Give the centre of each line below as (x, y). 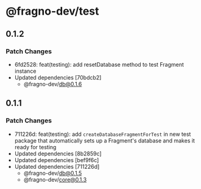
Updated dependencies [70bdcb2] (58, 77)
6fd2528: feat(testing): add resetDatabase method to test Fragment (99, 64)
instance (25, 71)
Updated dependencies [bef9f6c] (57, 160)
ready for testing (35, 147)
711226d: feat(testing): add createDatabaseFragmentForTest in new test (103, 134)
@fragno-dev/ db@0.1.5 (53, 173)
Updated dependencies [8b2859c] (58, 154)
